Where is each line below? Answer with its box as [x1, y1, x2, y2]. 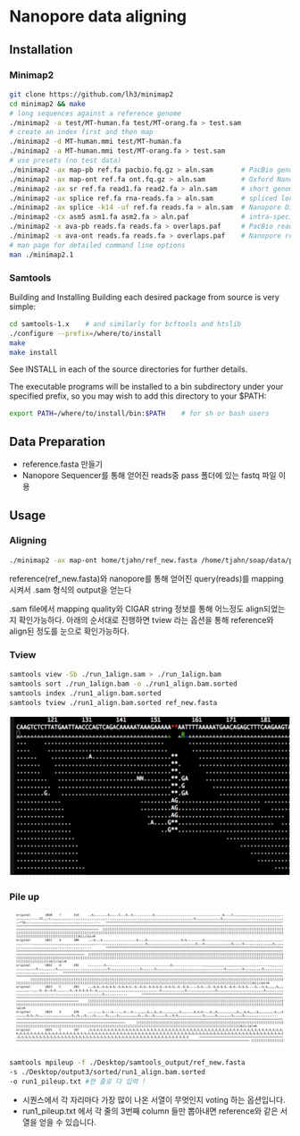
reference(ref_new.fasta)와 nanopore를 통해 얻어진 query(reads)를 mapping [9, 573, 284, 584]
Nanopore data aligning [9, 6, 187, 27]
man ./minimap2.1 [9, 250, 74, 259]
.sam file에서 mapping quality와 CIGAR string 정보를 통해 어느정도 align [9, 603, 264, 614]
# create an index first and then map [9, 128, 154, 137]
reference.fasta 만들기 [21, 459, 103, 470]
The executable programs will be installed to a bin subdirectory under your [9, 382, 284, 392]
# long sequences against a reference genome [9, 109, 181, 118]
